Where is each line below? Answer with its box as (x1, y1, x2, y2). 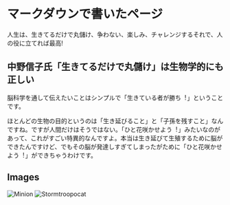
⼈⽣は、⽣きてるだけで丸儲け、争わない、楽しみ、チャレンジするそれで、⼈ (7, 30, 223, 39)
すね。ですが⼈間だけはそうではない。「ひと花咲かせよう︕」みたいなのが (12, 125, 221, 133)
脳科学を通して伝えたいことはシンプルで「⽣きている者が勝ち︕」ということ (7, 94, 224, 102)
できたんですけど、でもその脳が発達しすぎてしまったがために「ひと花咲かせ (7, 142, 223, 151)
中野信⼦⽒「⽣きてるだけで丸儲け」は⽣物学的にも (7, 61, 224, 73)
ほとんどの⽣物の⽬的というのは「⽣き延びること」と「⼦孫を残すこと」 (7, 116, 211, 125)
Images (7, 171, 40, 183)
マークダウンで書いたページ (7, 6, 163, 22)
